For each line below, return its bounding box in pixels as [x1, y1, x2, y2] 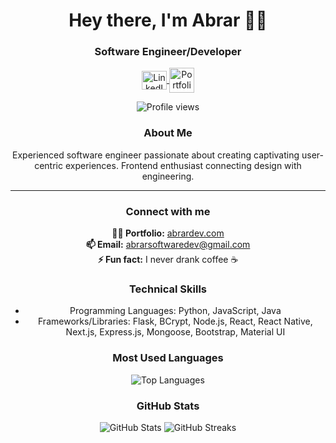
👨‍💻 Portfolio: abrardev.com [111, 227, 225, 239]
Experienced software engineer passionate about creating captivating [12, 149, 300, 161]
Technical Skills [128, 282, 208, 296]
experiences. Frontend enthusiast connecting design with [64, 159, 302, 171]
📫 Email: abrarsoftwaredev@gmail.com [85, 239, 251, 251]
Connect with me [125, 204, 211, 218]
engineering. [141, 170, 195, 182]
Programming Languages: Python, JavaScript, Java [69, 305, 282, 317]
